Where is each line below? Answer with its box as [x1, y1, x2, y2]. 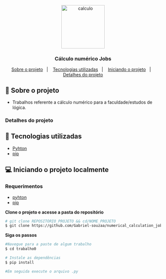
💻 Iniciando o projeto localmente [5, 166, 109, 174]
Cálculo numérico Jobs [54, 55, 112, 62]
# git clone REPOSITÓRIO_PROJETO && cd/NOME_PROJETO [5, 219, 116, 223]
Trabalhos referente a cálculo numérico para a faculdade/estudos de [12, 99, 153, 106]
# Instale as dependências [5, 255, 61, 261]
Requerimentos [5, 183, 43, 190]
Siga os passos [5, 232, 37, 238]
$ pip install [5, 260, 35, 265]
